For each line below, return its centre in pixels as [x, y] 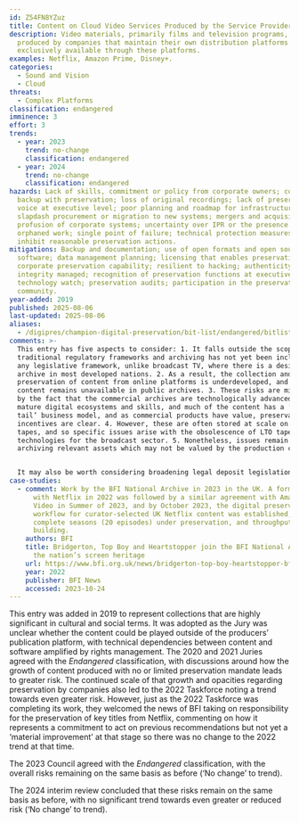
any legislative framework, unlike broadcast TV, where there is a [145, 366]
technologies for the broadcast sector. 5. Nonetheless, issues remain [153, 440]
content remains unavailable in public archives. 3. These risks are [149, 391]
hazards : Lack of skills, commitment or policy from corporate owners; [145, 192]
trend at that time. [42, 746]
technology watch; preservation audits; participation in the [135, 283]
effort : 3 [28, 126]
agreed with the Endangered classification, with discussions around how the [149, 662]
